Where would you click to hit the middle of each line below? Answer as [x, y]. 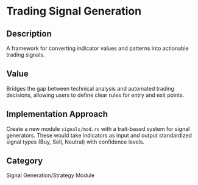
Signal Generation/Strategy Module [51, 175]
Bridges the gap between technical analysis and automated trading [90, 88]
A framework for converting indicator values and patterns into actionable [97, 48]
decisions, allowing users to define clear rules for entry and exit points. [95, 95]
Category [25, 161]
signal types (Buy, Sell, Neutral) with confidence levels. [76, 142]
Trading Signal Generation [74, 11]
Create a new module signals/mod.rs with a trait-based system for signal [98, 128]
